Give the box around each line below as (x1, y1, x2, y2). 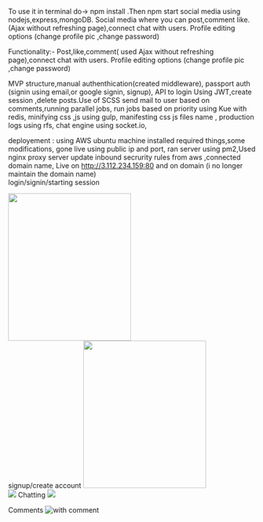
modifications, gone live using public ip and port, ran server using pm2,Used (8, 145, 256, 153)
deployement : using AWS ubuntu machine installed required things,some (8, 136, 246, 145)
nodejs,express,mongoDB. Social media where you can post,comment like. (8, 15, 250, 24)
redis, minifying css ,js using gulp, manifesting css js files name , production (8, 112, 254, 121)
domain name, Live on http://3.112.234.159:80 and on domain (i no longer (8, 161, 243, 170)
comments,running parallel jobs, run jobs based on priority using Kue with (8, 104, 247, 113)
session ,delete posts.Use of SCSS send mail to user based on (8, 96, 210, 105)
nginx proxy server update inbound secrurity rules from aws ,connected (8, 153, 241, 162)
